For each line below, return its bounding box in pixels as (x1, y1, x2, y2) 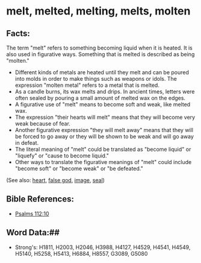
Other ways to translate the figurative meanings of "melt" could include (14, 159, 192, 165)
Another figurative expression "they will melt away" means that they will (14, 127, 194, 133)
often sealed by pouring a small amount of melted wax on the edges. (14, 95, 185, 101)
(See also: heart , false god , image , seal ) (6, 177, 105, 183)
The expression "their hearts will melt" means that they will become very (14, 113, 196, 121)
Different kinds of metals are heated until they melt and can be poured (14, 69, 190, 76)
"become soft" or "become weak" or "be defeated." (14, 165, 143, 172)
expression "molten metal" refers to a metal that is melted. (14, 81, 159, 89)
